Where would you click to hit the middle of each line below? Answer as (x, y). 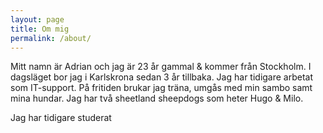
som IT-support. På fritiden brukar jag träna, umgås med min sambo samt (161, 88)
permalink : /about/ (51, 38)
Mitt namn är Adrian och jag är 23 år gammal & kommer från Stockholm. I (161, 67)
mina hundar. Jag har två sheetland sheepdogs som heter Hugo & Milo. (157, 98)
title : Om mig (40, 29)
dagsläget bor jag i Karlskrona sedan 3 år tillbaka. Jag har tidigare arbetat (162, 77)
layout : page (37, 19)
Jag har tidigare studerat (61, 118)
